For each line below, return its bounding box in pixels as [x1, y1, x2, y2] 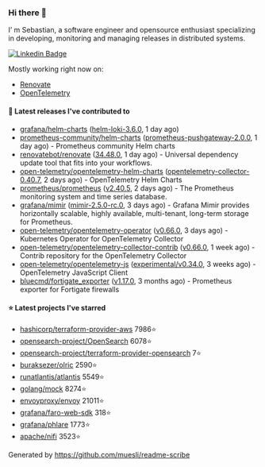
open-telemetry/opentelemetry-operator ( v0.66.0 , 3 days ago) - [19, 226, 229, 235]
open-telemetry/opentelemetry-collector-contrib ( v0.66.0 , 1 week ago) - [19, 242, 255, 252]
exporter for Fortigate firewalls [19, 284, 120, 294]
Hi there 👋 [8, 7, 48, 18]
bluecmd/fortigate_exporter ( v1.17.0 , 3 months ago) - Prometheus [19, 276, 232, 285]
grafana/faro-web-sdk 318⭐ [19, 407, 112, 417]
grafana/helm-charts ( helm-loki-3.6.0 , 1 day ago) [19, 124, 180, 133]
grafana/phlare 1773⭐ [19, 419, 90, 429]
